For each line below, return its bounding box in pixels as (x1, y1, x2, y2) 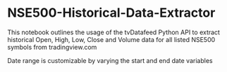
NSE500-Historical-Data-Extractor (7, 5, 216, 21)
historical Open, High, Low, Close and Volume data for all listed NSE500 (7, 35, 216, 43)
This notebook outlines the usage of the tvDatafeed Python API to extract (7, 28, 221, 36)
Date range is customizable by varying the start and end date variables (7, 56, 213, 64)
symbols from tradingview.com (7, 43, 97, 51)
